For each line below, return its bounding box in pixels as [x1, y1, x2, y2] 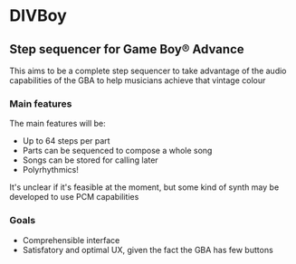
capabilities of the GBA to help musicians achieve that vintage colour [9, 75, 266, 86]
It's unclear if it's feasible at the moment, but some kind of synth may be [9, 182, 280, 193]
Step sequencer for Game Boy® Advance [9, 42, 244, 57]
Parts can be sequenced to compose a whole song [22, 146, 213, 156]
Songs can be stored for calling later [22, 155, 158, 165]
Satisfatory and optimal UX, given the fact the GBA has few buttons [22, 244, 273, 255]
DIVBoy [9, 5, 68, 26]
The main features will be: [9, 118, 106, 129]
